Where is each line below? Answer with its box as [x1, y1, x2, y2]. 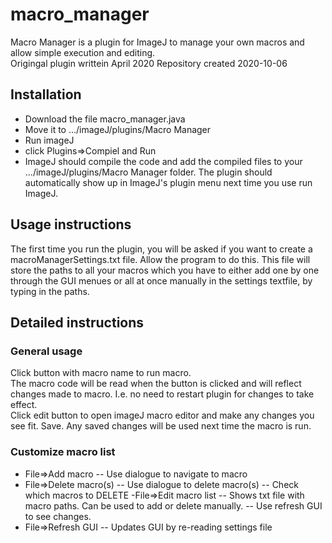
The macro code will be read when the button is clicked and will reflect [10, 378, 302, 390]
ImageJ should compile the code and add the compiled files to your [24, 155, 303, 167]
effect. [10, 399, 38, 411]
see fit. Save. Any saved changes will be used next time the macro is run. [10, 420, 312, 432]
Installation [10, 86, 82, 103]
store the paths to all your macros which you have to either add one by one [10, 264, 320, 276]
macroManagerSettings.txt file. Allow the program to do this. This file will [10, 253, 311, 265]
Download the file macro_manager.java [24, 113, 186, 125]
